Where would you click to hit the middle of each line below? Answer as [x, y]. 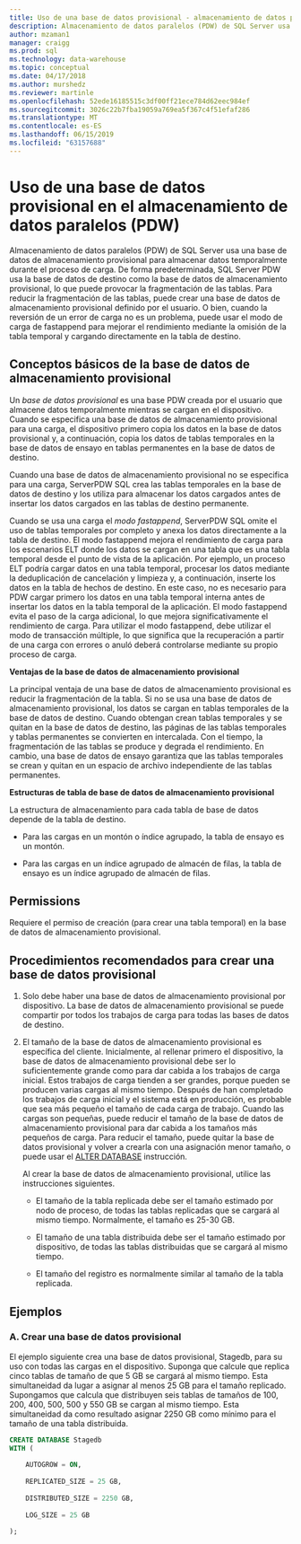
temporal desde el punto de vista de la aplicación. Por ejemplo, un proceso [147, 558]
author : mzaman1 [39, 34]
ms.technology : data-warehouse [68, 59]
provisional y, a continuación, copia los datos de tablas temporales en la [142, 438]
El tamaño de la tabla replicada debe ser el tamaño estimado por [155, 1201]
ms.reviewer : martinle [52, 92]
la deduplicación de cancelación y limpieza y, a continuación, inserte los [142, 578]
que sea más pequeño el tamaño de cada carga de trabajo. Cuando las [153, 1109]
